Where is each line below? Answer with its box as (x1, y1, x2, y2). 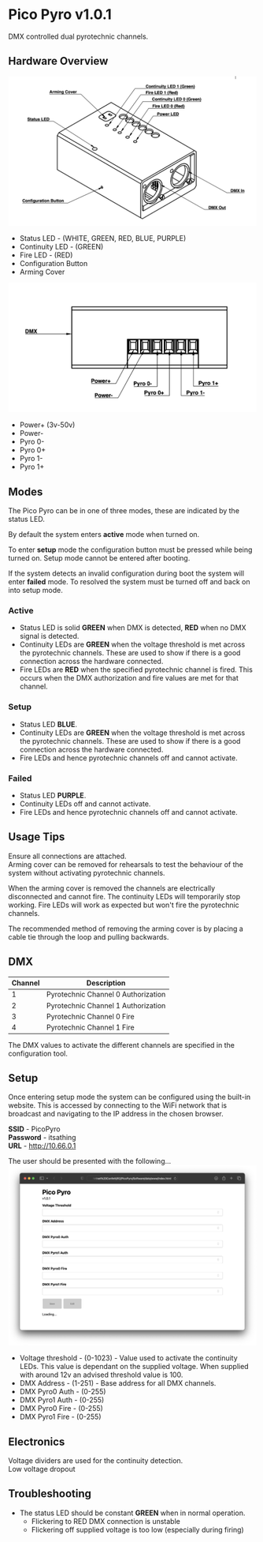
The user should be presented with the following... (8, 1157, 172, 1166)
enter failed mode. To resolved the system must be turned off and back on (8, 577, 250, 587)
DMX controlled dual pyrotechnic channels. (8, 32, 149, 41)
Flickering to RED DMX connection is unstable (31, 1516, 181, 1525)
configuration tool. (8, 1049, 69, 1058)
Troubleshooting (8, 1487, 92, 1501)
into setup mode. (8, 586, 63, 595)
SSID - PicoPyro (8, 1124, 61, 1134)
